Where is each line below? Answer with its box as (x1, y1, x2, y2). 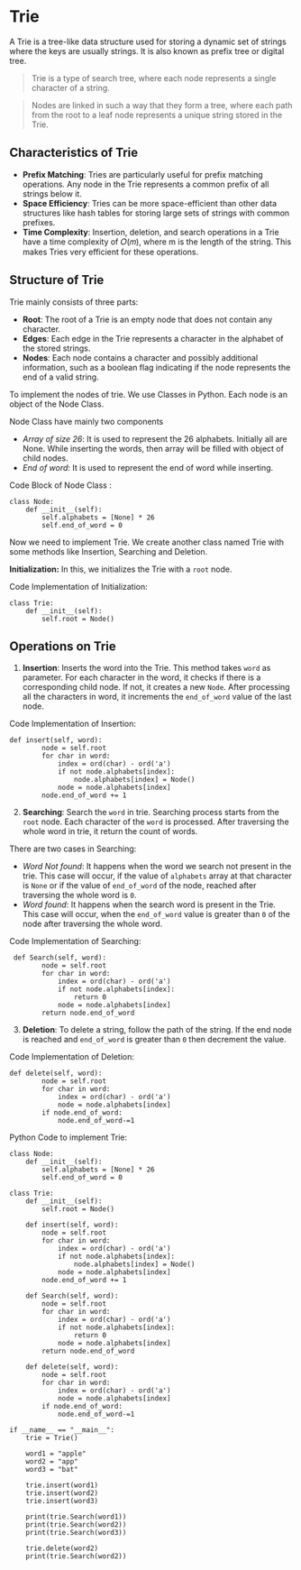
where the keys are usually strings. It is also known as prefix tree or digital (9, 45, 285, 56)
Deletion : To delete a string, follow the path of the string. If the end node (22, 1024, 293, 1035)
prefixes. (22, 216, 56, 227)
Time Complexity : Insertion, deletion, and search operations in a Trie (22, 226, 279, 237)
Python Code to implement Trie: (9, 1132, 128, 1143)
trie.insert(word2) (25, 1489, 99, 1498)
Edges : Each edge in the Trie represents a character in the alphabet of (22, 333, 284, 344)
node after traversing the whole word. (22, 918, 163, 930)
